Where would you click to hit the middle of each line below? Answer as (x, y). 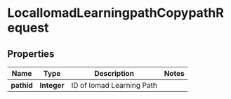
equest (28, 28)
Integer (52, 85)
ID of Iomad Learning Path (114, 85)
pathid (22, 85)
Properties (31, 54)
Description (114, 73)
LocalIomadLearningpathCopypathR (116, 13)
